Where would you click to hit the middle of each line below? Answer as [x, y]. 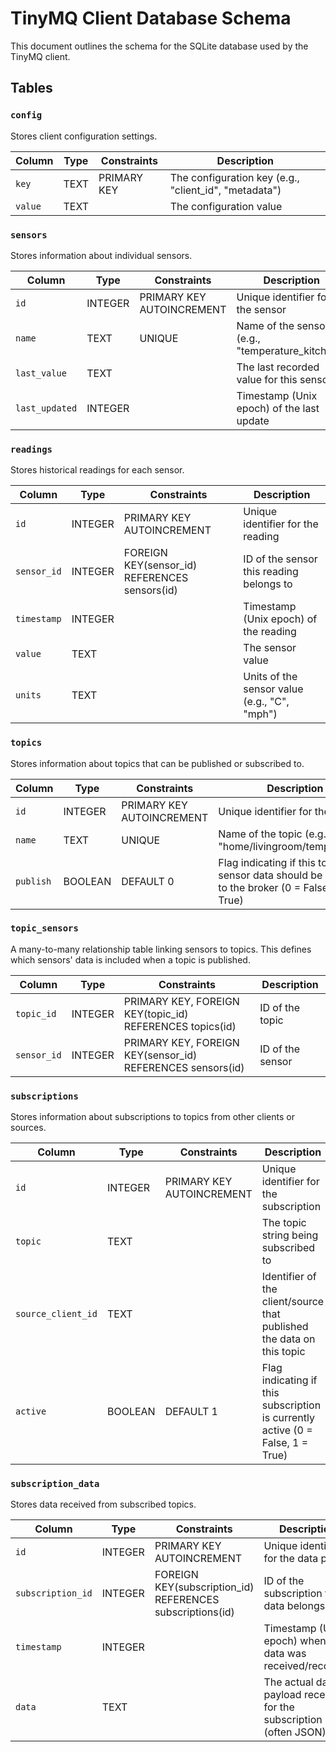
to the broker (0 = [260, 887]
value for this [267, 379]
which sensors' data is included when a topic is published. [130, 959]
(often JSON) [295, 1732]
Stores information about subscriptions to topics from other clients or [152, 1117]
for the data [291, 1559]
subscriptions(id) [194, 1612]
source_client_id [56, 1314]
